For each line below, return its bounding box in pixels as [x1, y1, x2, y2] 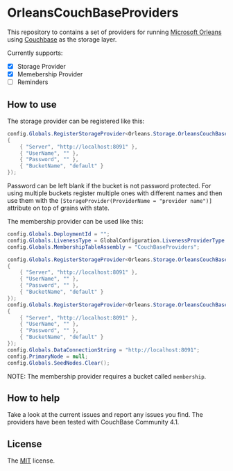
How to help [7, 392, 60, 404]
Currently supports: [7, 49, 63, 57]
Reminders [17, 78, 49, 86]
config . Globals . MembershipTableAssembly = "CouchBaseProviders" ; [7, 243, 200, 251]
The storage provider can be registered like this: [7, 117, 145, 125]
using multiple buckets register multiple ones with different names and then [7, 189, 223, 197]
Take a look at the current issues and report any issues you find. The [7, 411, 203, 419]
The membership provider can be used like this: [7, 217, 144, 226]
